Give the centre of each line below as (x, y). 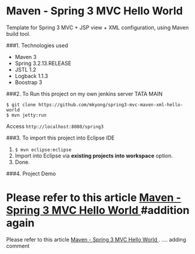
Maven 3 (26, 57)
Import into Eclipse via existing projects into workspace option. (94, 156)
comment (18, 246)
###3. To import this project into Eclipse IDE (60, 138)
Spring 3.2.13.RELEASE (43, 63)
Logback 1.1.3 (31, 76)
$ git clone (21, 105)
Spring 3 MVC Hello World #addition (98, 210)
